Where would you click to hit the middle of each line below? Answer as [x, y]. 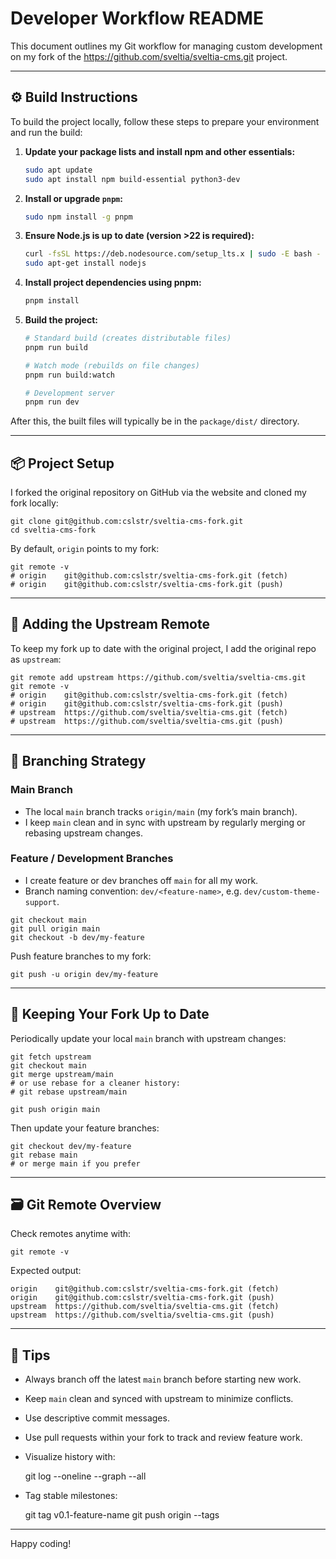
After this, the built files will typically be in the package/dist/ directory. [155, 421]
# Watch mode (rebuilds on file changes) [112, 365]
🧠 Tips [30, 1355]
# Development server [69, 393]
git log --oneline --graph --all [85, 1476]
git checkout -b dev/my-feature [77, 937]
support [40, 902]
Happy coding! [41, 1544]
